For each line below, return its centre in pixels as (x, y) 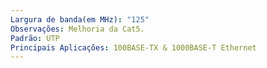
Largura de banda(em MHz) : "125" (80, 19)
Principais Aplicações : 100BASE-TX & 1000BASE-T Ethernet (133, 47)
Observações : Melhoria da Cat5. (77, 29)
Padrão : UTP (35, 38)
